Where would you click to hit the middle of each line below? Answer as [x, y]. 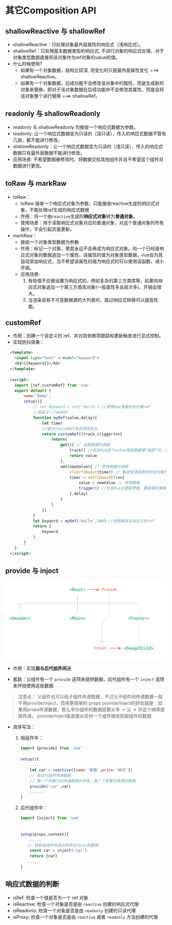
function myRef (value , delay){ [65, 417]
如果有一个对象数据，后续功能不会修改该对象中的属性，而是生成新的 [92, 83]
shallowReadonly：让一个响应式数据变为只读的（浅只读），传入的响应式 [88, 146]
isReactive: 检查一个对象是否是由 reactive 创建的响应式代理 [76, 904]
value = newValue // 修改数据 [109, 483]
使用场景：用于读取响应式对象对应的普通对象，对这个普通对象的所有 [92, 222]
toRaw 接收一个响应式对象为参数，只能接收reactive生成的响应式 [88, 203]
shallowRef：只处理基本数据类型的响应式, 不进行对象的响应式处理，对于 [88, 51]
